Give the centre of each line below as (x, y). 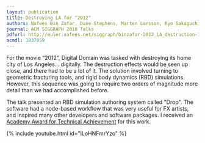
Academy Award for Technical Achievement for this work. (79, 122)
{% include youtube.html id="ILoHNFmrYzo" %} (67, 133)
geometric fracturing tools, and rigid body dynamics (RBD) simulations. (95, 77)
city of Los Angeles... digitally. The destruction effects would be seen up (97, 64)
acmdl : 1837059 (26, 40)
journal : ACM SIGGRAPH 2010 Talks (50, 29)
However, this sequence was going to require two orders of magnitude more (102, 84)
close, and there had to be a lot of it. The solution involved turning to (92, 71)
